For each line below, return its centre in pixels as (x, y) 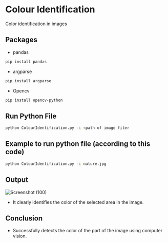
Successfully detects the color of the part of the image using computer (88, 231)
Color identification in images (36, 24)
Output (17, 180)
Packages (21, 40)
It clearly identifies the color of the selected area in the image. (78, 202)
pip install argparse (28, 81)
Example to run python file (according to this (78, 144)
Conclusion (24, 218)
